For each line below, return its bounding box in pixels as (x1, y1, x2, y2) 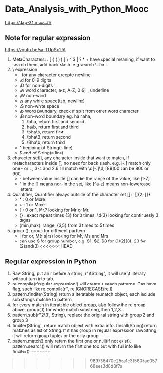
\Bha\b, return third (26, 139, 65, 145)
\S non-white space (19, 103, 60, 109)
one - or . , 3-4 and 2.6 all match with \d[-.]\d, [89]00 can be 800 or (12, 165, 149, 171)
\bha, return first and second (26, 118, 85, 124)
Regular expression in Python (5, 258, 97, 266)
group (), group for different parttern (12, 227, 85, 233)
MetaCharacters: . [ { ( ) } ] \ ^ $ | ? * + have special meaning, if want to (12, 56, 155, 62)
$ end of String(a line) (19, 150, 64, 155)
